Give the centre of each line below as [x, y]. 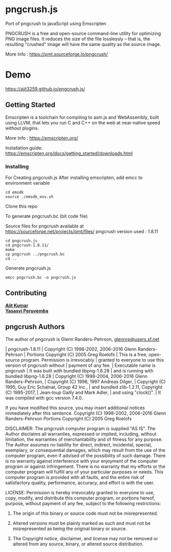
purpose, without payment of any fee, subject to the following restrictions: [83, 503]
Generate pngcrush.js [28, 268]
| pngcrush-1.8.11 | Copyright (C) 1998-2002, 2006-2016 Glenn [71, 349]
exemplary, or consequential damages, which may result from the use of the [86, 450]
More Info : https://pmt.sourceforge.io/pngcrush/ [57, 54]
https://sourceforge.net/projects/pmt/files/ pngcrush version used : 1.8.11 [82, 231]
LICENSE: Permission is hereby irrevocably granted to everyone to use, [80, 492]
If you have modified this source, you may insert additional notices [75, 408]
